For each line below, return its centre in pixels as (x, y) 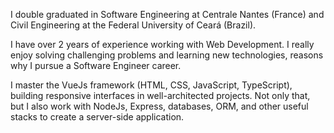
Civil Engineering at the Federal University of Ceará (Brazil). (133, 25)
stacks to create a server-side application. (97, 117)
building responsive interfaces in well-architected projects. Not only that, (160, 95)
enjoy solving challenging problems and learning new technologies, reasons (167, 55)
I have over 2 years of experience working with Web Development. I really (162, 44)
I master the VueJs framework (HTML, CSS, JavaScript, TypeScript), (151, 85)
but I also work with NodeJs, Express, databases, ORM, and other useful (159, 106)
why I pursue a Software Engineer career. (96, 65)
